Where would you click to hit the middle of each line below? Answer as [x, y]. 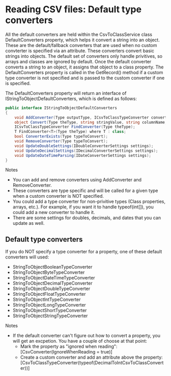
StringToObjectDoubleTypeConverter [51, 289]
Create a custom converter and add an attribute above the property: [91, 357]
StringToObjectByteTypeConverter [49, 272]
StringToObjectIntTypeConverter [47, 299]
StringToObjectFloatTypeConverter [49, 294]
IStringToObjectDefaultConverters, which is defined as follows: [71, 99]
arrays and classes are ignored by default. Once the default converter [78, 61]
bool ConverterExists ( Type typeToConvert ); [61, 136]
